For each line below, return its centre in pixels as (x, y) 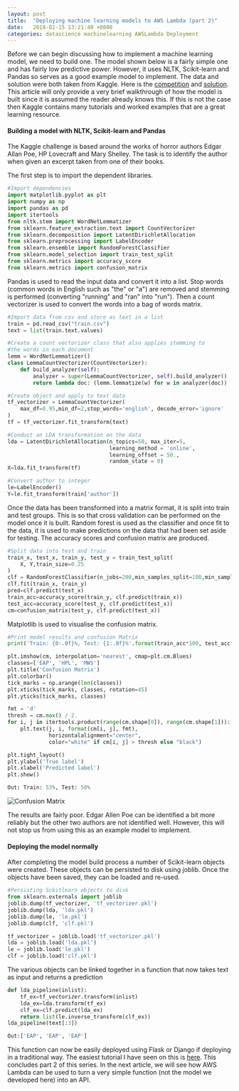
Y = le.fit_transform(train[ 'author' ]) (63, 494)
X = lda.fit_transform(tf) (44, 468)
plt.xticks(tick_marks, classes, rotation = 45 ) (78, 690)
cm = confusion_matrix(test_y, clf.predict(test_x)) (84, 610)
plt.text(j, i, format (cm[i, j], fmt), (79, 729)
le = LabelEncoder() (34, 488)
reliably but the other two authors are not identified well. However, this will (116, 823)
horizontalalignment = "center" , (95, 735)
